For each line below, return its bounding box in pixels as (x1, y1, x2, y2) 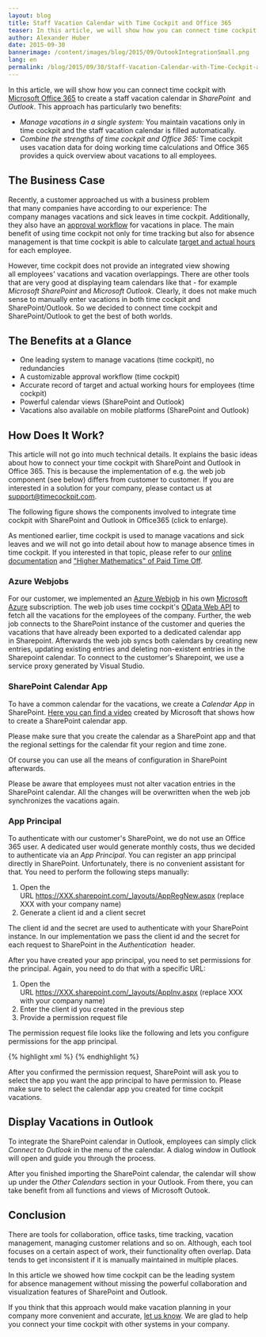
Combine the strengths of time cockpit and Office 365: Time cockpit (19, 134, 243, 143)
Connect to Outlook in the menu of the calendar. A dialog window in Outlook (8, 1144, 256, 1154)
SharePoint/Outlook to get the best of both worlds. (8, 311, 173, 321)
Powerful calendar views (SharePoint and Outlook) (19, 397, 184, 407)
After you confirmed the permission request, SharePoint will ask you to (8, 1068, 239, 1077)
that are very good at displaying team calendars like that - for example (8, 277, 237, 287)
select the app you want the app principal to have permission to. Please (8, 1075, 241, 1086)
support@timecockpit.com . (8, 492, 97, 502)
